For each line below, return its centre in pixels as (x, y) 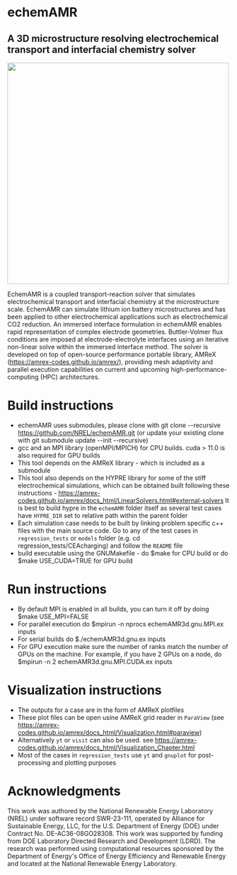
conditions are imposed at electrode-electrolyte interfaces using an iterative (118, 339)
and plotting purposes (84, 762)
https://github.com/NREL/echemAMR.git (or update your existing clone (121, 432)
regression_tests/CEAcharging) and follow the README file (100, 546)
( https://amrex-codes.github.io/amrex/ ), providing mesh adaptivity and (110, 362)
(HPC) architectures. (70, 377)
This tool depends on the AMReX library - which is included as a (111, 463)
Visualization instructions (85, 690)
